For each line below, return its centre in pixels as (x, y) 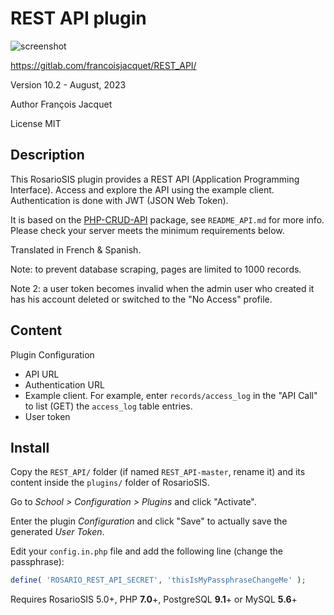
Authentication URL (64, 384)
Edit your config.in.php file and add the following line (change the (146, 551)
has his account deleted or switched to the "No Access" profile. (141, 299)
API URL (42, 374)
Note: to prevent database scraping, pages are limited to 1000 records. (156, 269)
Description (47, 155)
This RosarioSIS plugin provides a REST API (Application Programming (155, 179)
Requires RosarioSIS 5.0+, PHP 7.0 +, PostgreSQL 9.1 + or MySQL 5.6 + (154, 599)
